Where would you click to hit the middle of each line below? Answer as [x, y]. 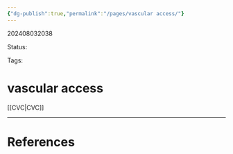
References [41, 142]
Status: [17, 46]
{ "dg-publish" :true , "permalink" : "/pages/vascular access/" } [96, 14]
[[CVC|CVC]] [26, 108]
